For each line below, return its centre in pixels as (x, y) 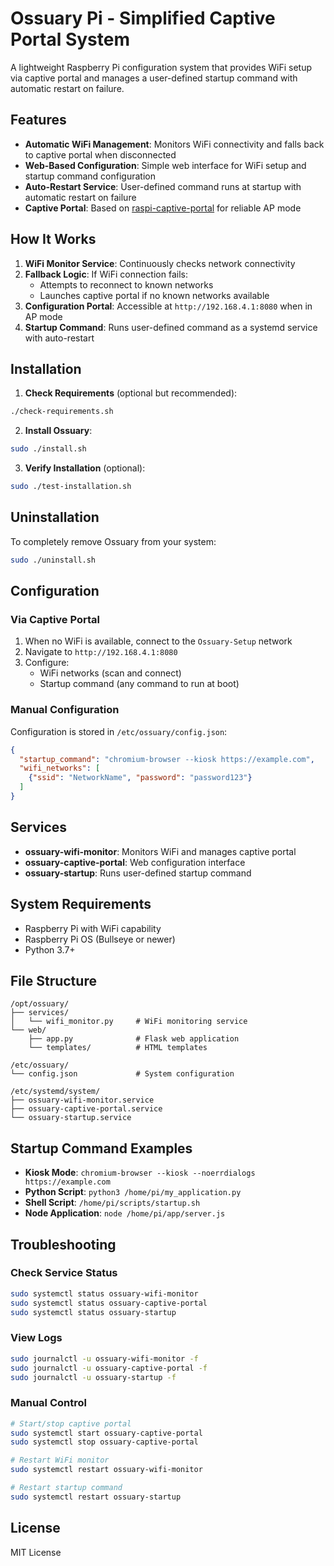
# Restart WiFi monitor (60, 1460)
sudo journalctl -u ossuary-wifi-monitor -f (104, 1358)
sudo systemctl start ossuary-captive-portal (106, 1433)
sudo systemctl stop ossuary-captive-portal (104, 1442)
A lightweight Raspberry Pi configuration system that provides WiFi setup (161, 67)
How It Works (53, 239)
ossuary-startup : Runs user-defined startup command (138, 873)
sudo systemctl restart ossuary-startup (96, 1497)
